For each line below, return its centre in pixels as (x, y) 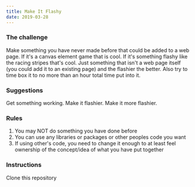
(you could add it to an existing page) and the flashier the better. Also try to (97, 69)
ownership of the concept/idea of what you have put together (89, 149)
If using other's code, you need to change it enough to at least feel (95, 144)
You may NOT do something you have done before (76, 131)
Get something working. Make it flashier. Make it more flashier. (82, 103)
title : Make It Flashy (34, 11)
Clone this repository (31, 178)
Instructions (24, 165)
